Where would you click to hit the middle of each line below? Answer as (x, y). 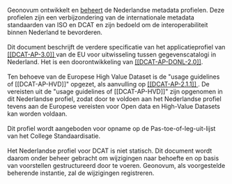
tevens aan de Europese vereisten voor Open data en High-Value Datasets (114, 106)
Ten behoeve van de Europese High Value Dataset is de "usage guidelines (114, 77)
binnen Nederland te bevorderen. (55, 32)
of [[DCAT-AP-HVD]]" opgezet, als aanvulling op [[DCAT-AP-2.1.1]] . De (109, 84)
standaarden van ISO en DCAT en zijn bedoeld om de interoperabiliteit (108, 25)
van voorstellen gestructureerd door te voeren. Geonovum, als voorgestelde (116, 166)
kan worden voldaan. (37, 114)
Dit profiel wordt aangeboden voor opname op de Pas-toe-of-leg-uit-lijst (111, 129)
